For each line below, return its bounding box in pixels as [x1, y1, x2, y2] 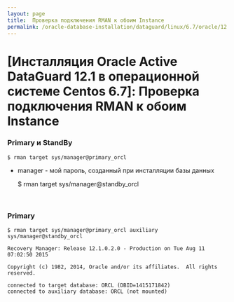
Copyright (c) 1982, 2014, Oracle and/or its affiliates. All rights [7, 263, 218, 270]
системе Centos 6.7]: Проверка [7, 83, 200, 99]
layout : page [7, 10, 46, 18]
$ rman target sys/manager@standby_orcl [17, 179, 139, 188]
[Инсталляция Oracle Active [7, 53, 178, 69]
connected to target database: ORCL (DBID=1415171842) [7, 282, 171, 289]
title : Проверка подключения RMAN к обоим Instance [7, 17, 165, 24]
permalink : [7, 23, 39, 30]
